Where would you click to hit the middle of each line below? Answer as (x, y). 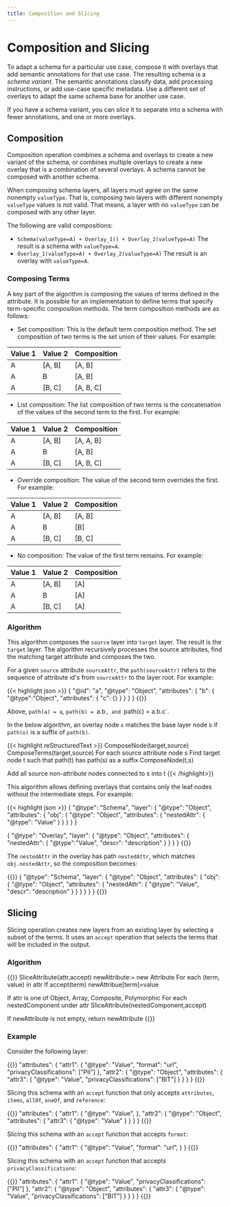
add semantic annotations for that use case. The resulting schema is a (106, 74)
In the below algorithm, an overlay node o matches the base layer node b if (112, 724)
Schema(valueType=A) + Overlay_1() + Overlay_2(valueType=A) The (113, 239)
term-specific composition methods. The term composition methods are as (113, 308)
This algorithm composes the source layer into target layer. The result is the (114, 642)
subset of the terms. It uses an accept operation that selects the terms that (112, 937)
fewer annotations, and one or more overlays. (71, 116)
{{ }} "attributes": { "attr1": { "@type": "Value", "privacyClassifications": (106, 1181)
